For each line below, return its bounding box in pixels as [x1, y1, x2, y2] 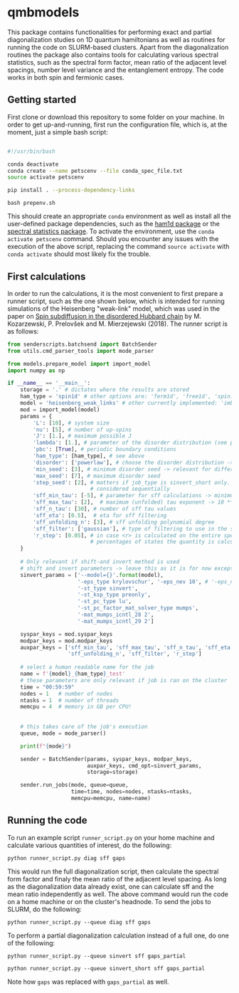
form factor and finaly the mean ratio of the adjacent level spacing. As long [7, 874, 227, 883]
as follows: [7, 326, 39, 335]
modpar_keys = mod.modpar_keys [20, 637, 113, 644]
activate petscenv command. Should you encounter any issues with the [7, 235, 219, 243]
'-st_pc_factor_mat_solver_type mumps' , [77, 605, 199, 612]
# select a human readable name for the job [20, 664, 154, 671]
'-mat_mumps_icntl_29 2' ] [77, 617, 154, 625]
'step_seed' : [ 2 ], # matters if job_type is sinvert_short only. [33, 479, 231, 486]
